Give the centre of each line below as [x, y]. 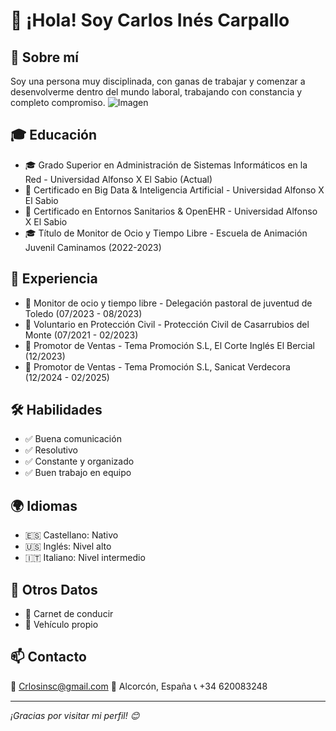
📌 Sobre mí [44, 57]
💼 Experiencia [54, 279]
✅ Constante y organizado [79, 461]
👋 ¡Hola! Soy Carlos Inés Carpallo [150, 20]
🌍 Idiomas [44, 505]
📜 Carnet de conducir [69, 614]
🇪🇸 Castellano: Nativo [71, 535]
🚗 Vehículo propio [61, 625]
